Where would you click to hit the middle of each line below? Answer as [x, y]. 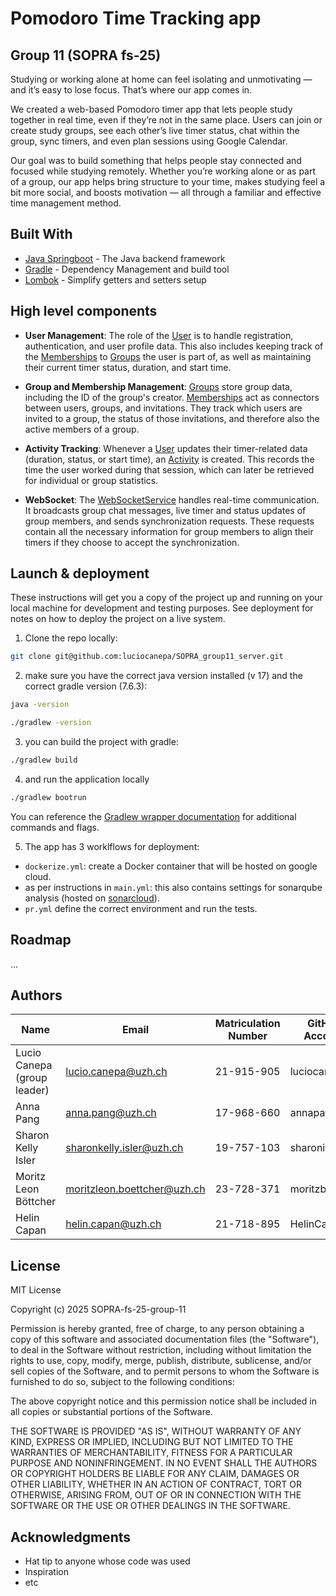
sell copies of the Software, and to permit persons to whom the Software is [165, 1371]
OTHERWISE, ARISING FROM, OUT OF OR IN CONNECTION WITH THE [156, 1495]
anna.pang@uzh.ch [111, 1113]
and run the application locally [87, 779]
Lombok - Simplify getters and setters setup [115, 279]
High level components [84, 311]
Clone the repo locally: [71, 638]
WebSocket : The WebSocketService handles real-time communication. [172, 499]
